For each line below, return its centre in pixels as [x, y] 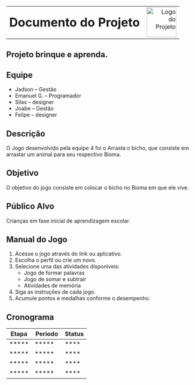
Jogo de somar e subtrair [55, 279]
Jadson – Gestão [36, 90]
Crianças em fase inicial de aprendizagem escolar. [68, 221]
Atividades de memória [52, 286]
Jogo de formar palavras [54, 273]
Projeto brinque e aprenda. [57, 55]
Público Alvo [31, 207]
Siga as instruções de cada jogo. [55, 292]
